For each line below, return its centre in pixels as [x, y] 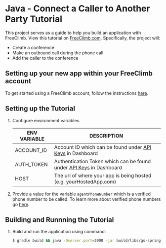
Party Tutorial [34, 19]
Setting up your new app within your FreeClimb [79, 74]
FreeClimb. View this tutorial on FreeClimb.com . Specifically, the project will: [83, 38]
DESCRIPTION [106, 136]
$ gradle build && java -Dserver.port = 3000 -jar [63, 241]
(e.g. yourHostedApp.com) [85, 181]
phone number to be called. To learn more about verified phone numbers [86, 199]
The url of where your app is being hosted [103, 176]
